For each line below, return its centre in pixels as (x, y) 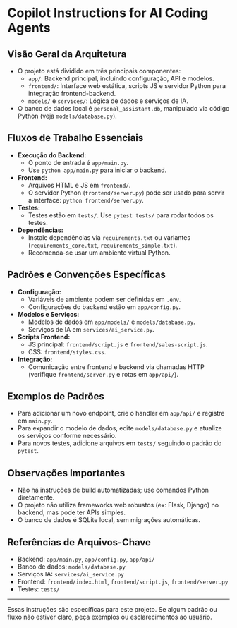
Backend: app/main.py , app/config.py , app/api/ (86, 560)
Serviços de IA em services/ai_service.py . (91, 329)
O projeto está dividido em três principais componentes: (99, 71)
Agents (29, 28)
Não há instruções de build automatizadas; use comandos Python (113, 490)
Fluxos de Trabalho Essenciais (75, 138)
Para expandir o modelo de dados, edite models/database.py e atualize (120, 428)
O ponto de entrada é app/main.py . (78, 162)
